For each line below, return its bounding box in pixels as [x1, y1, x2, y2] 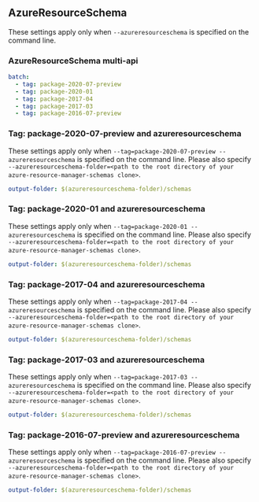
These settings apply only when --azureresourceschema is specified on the [8, 27, 250, 36]
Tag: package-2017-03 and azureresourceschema [8, 354, 205, 365]
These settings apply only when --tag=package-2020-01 [8, 221, 187, 231]
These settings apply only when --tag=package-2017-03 [8, 372, 187, 382]
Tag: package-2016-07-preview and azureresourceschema [8, 429, 240, 440]
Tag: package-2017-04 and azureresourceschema [8, 279, 205, 290]
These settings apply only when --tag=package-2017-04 [8, 297, 187, 306]
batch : [8, 73, 30, 81]
